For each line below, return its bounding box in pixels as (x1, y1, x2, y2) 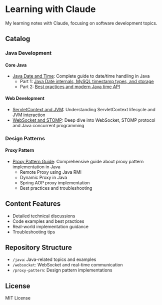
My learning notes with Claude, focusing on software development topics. (5, 20, 157, 26)
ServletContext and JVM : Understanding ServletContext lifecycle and (12, 106, 156, 112)
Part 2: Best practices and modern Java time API (19, 84, 120, 90)
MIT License (5, 295, 31, 301)
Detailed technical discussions (12, 213, 75, 219)
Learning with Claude (5, 4, 96, 15)
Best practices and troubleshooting (19, 185, 92, 191)
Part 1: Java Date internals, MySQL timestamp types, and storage (19, 79, 154, 85)
